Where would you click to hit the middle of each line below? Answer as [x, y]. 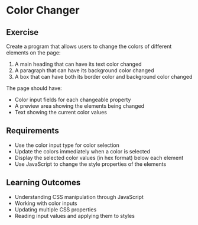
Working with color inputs [46, 203]
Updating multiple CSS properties [56, 209]
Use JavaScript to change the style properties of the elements [90, 164]
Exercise [22, 32]
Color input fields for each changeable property [73, 99]
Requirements [33, 131]
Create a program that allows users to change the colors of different [89, 46]
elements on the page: [33, 53]
